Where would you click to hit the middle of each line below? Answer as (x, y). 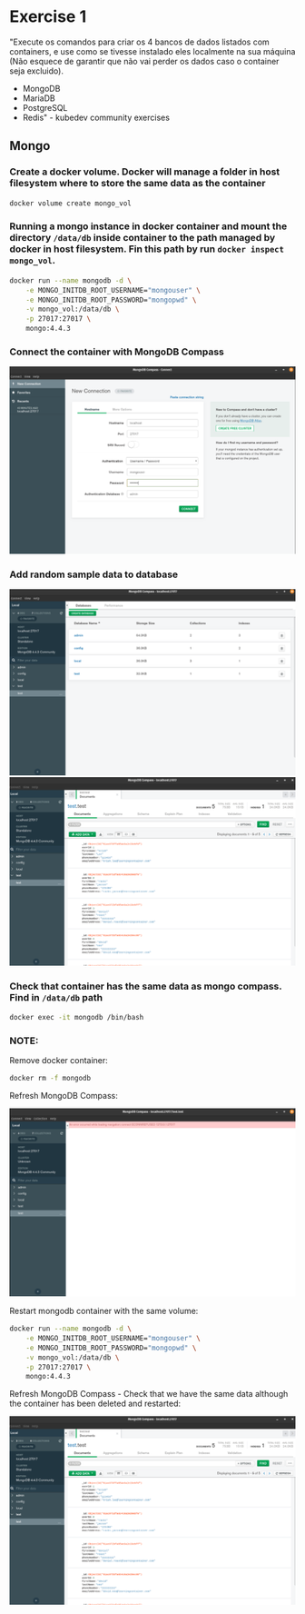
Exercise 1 (48, 17)
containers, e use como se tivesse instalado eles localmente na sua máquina (152, 51)
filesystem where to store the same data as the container (138, 184)
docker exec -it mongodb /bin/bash (77, 1018)
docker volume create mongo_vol (70, 203)
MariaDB (39, 98)
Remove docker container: (59, 1061)
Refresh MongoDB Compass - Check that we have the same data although (149, 1394)
